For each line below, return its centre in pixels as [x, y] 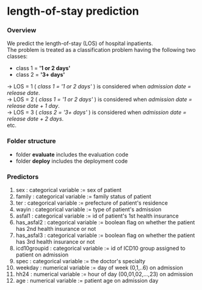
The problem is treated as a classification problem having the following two [101, 50]
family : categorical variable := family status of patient [83, 197]
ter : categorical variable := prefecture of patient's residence [92, 203]
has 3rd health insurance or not [55, 242]
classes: [17, 57]
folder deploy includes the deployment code [72, 161]
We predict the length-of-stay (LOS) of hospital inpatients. [80, 43]
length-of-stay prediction [73, 11]
